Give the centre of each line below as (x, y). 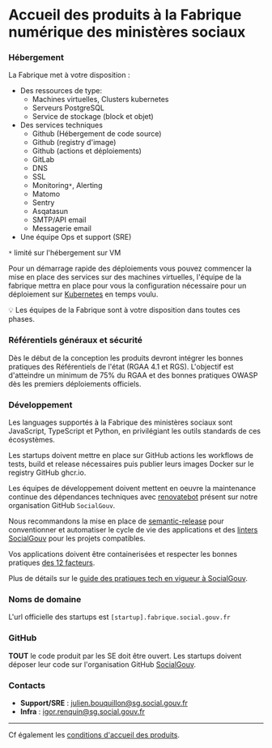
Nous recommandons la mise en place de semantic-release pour (116, 521)
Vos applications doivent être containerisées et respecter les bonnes (123, 554)
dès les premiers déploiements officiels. (75, 383)
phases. (21, 319)
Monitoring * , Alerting (67, 186)
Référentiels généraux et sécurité (76, 340)
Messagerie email (62, 229)
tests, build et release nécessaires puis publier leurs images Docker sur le (131, 464)
